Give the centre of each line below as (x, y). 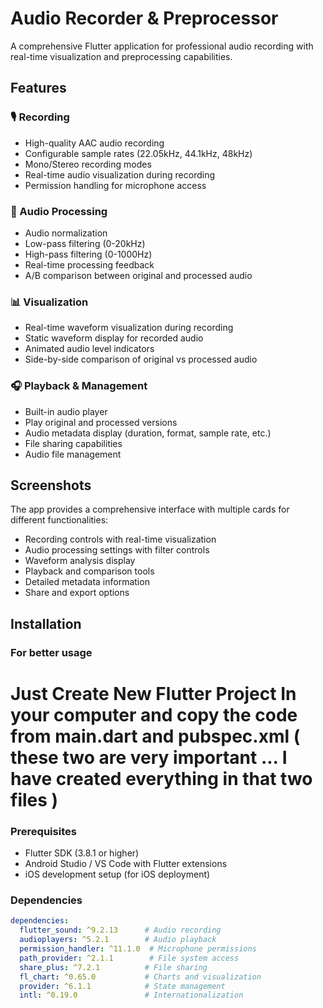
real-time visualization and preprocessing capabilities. (121, 56)
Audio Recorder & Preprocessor (144, 18)
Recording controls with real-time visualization (120, 539)
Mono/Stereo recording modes (88, 164)
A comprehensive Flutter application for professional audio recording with (162, 46)
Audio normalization (66, 233)
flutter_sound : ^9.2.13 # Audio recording (120, 930)
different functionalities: (59, 520)
